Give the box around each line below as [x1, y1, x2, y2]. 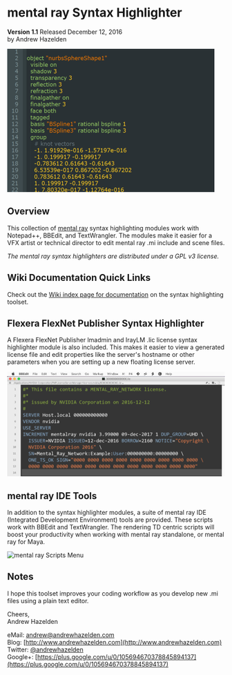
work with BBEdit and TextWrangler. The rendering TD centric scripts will [7, 523, 215, 531]
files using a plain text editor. [7, 596, 89, 605]
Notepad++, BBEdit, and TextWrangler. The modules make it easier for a [7, 231, 213, 239]
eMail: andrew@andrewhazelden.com [7, 630, 115, 639]
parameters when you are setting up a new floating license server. [7, 358, 195, 366]
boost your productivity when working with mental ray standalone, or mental [7, 530, 224, 539]
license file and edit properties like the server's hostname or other [7, 351, 195, 359]
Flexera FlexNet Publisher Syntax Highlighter [7, 317, 205, 329]
